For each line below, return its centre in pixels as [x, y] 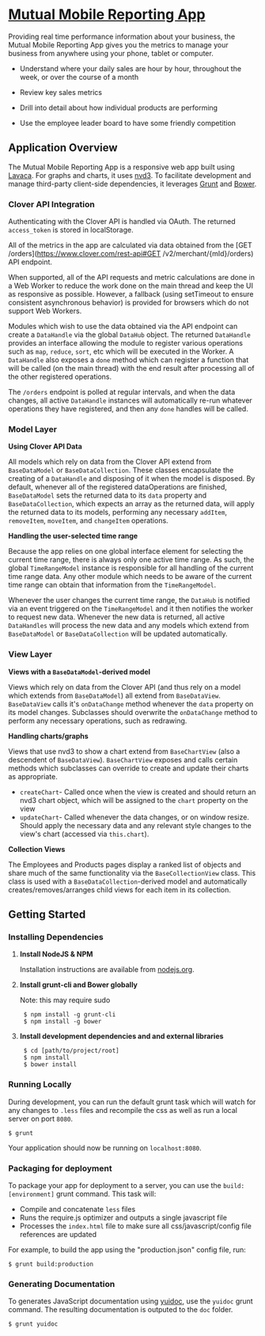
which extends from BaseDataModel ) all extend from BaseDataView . [115, 695]
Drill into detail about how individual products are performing [119, 108]
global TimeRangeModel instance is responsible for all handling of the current [131, 568]
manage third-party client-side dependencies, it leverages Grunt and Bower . [132, 184]
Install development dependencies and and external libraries [121, 1036]
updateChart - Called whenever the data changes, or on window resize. [134, 817]
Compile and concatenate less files [78, 1209]
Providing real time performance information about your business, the [122, 36]
